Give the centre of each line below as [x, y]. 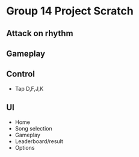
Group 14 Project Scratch [70, 11]
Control [20, 74]
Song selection [33, 128]
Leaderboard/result [39, 141]
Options [25, 147]
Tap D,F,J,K [29, 88]
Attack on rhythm [40, 33]
